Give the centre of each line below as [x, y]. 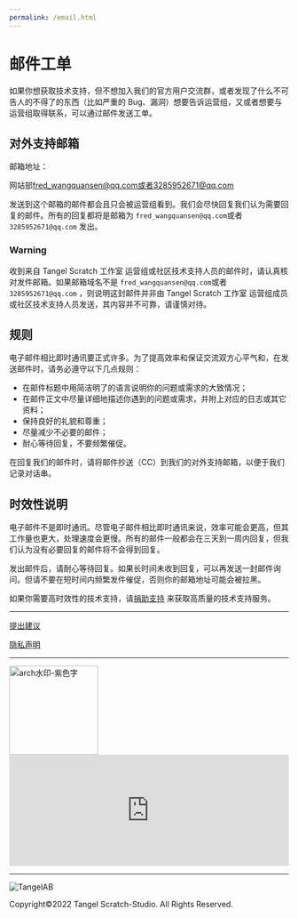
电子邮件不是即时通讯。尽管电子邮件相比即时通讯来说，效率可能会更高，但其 [149, 527]
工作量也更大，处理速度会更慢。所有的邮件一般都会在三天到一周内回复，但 [145, 538]
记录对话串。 [32, 473]
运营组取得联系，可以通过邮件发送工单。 [83, 113]
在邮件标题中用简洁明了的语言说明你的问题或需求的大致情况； [135, 388]
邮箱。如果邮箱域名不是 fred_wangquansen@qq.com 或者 [130, 282]
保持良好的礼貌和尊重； [65, 421]
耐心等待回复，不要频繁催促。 [76, 443]
